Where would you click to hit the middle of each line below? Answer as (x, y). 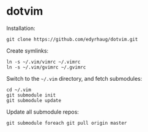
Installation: (21, 28)
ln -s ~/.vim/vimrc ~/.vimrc (43, 62)
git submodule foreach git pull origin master (67, 123)
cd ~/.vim (19, 90)
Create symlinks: (28, 51)
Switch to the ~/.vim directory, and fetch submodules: (74, 78)
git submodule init (31, 95)
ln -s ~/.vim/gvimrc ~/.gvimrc (46, 67)
